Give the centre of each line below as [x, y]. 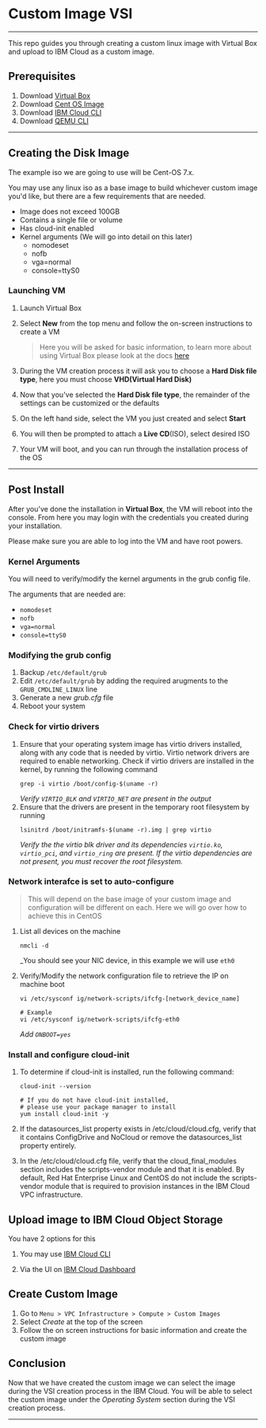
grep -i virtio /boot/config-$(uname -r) [89, 784]
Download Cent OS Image [62, 104]
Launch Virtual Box [50, 308]
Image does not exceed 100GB [70, 211]
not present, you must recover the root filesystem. [101, 861]
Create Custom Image [63, 1295]
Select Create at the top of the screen [81, 1321]
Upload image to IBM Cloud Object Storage [116, 1219]
